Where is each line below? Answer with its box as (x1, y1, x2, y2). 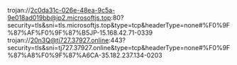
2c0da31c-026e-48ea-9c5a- (30, 6, 116, 14)
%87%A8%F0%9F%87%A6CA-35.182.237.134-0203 (7, 51, 162, 59)
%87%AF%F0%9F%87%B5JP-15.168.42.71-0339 (7, 28, 153, 37)
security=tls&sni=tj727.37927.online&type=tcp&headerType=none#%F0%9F (7, 44, 231, 52)
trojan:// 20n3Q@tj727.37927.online (7, 36, 109, 45)
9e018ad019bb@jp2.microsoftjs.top (7, 13, 111, 22)
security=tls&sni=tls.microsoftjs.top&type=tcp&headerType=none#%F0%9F (7, 21, 231, 29)
